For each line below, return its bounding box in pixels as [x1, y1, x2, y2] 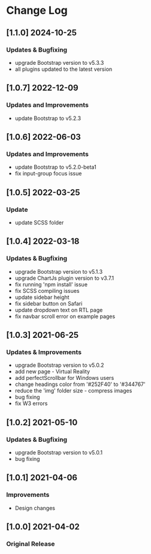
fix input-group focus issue [14, 170, 82, 177]
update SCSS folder [14, 218, 64, 226]
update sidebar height [14, 294, 70, 301]
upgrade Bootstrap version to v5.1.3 [14, 268, 103, 275]
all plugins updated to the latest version [14, 65, 113, 73]
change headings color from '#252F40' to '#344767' [14, 381, 146, 388]
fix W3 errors [14, 400, 48, 407]
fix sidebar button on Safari [14, 300, 83, 307]
